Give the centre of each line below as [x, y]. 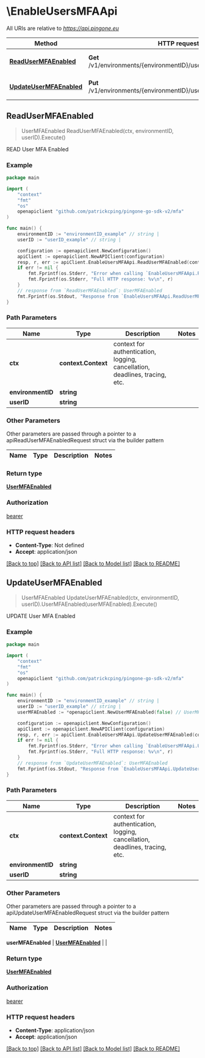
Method [46, 43]
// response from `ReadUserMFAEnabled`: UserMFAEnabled [90, 290]
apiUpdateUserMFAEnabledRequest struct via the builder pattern [88, 913]
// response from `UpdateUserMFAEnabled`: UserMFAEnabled [92, 763]
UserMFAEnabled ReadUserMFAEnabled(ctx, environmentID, [97, 130]
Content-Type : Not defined [49, 545]
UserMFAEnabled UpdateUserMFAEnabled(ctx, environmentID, [100, 597]
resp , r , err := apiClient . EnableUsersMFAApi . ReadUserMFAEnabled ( [103, 262]
